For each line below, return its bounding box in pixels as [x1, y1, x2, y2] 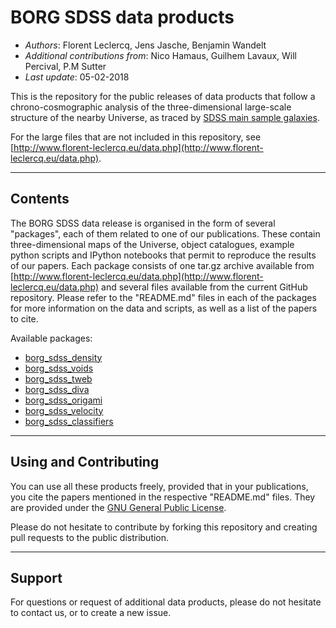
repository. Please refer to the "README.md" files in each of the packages [10, 291, 317, 303]
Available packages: [10, 332, 93, 344]
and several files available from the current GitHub [101, 281, 308, 293]
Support [10, 569, 63, 586]
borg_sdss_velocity [24, 404, 104, 416]
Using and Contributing [10, 454, 160, 471]
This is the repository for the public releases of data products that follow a [10, 90, 316, 102]
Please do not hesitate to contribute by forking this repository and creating [10, 521, 318, 533]
